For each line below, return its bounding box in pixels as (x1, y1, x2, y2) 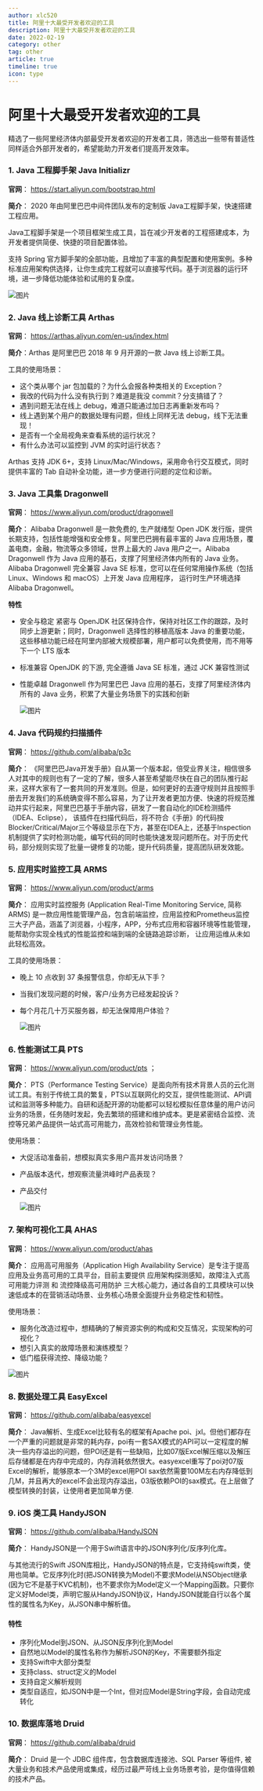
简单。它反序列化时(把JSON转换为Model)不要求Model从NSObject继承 (21, 1570, 247, 1580)
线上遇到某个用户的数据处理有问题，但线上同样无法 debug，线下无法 (19, 411, 241, 420)
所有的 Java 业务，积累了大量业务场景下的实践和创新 (19, 689, 190, 699)
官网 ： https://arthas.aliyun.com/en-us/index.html (8, 331, 169, 341)
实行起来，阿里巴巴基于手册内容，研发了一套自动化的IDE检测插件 (21, 803, 232, 812)
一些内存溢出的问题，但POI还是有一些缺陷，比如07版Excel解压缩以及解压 (14, 1446, 251, 1456)
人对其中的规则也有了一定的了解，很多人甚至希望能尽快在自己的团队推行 (8, 773, 241, 782)
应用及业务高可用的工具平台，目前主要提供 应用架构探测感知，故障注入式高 (8, 1270, 250, 1280)
